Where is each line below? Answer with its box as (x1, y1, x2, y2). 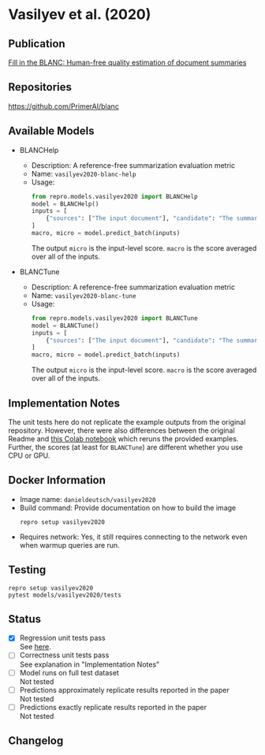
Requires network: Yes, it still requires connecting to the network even (19, 532, 248, 541)
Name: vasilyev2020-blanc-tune (31, 290, 136, 300)
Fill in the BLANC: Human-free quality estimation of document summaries (8, 58, 247, 67)
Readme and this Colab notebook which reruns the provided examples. (8, 433, 239, 443)
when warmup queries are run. (19, 540, 120, 549)
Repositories (8, 80, 73, 94)
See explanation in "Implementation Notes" (19, 660, 160, 669)
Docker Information (8, 474, 106, 487)
